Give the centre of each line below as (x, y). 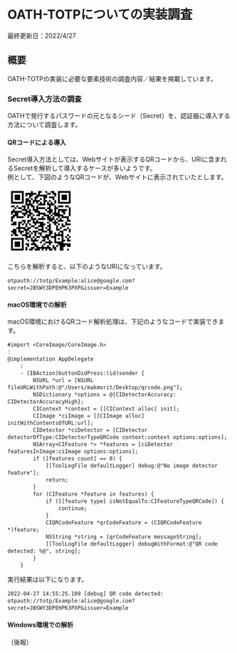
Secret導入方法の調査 (44, 99)
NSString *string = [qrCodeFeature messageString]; (123, 537)
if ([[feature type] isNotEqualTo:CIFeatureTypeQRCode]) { (135, 501)
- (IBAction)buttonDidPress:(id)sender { (82, 373)
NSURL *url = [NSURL (63, 381)
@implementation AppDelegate (51, 359)
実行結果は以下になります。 (48, 580)
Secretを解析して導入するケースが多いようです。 (85, 169)
